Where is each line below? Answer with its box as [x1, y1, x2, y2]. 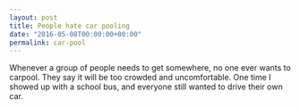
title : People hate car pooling [9, 21, 130, 30]
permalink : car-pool [9, 38, 87, 47]
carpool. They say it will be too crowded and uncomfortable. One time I [9, 72, 271, 83]
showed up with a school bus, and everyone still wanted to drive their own [9, 81, 284, 92]
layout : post [9, 13, 58, 22]
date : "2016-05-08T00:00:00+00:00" [9, 29, 142, 38]
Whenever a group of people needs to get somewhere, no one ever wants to [9, 63, 291, 73]
